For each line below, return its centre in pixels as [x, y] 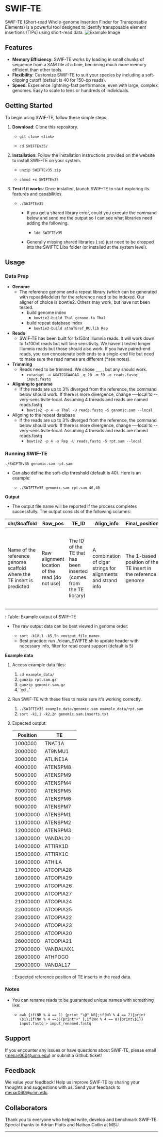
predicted [18, 586]
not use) [51, 583]
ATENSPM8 [58, 767]
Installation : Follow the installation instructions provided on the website [83, 155]
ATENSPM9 [58, 775]
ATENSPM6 [58, 799]
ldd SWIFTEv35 [48, 233]
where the [19, 574]
